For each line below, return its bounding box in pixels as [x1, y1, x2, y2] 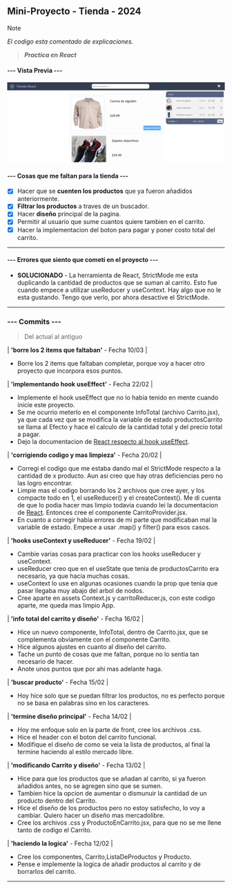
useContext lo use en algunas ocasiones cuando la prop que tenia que [17, 579, 218, 588]
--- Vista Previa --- [7, 66, 63, 75]
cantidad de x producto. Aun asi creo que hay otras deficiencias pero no [17, 471, 223, 480]
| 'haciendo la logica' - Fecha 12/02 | [7, 839, 113, 848]
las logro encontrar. [17, 479, 73, 487]
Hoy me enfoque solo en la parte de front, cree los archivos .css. [17, 726, 202, 734]
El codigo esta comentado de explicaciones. [7, 37, 133, 46]
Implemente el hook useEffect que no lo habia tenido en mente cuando [17, 393, 219, 402]
